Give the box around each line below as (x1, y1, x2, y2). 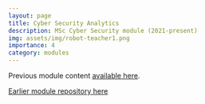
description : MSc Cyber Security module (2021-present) (8, 26, 198, 34)
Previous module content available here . (8, 71, 140, 80)
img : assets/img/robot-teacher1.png (8, 34, 130, 42)
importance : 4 (8, 42, 56, 50)
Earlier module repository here (8, 86, 108, 96)
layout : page (8, 11, 52, 20)
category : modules (8, 49, 69, 57)
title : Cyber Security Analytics (8, 19, 120, 27)
